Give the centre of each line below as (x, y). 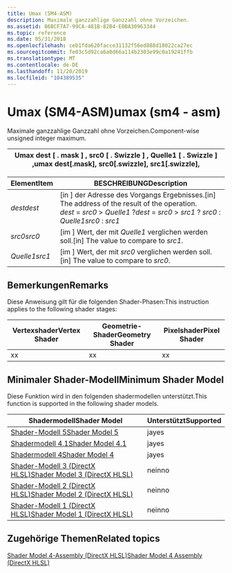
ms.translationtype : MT (41, 59)
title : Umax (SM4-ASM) (40, 13)
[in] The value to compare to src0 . (115, 261)
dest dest (25, 208)
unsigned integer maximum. (47, 138)
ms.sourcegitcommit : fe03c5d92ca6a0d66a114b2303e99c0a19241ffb (100, 52)
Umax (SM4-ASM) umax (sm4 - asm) (114, 112)
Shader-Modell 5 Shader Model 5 (65, 432)
